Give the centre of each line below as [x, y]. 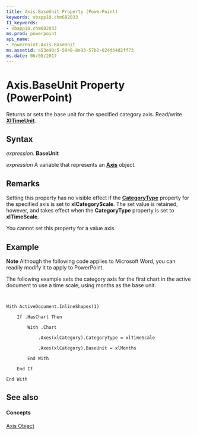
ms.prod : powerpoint [32, 34]
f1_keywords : [22, 23]
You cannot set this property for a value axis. [61, 228]
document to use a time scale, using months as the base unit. [81, 285]
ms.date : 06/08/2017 [32, 56]
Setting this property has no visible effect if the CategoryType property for [98, 198]
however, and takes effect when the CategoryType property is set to [90, 211]
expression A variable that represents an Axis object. [71, 165]
